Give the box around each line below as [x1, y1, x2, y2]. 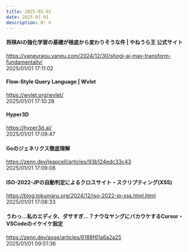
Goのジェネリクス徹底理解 [6, 145, 70, 152]
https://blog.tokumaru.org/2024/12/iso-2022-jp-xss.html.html [6, 192, 156, 199]
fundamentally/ [6, 58, 43, 66]
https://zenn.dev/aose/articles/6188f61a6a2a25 [6, 234, 122, 241]
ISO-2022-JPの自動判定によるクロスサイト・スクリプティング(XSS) [6, 178, 173, 186]
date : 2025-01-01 [6, 14, 49, 20]
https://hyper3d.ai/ [6, 124, 52, 131]
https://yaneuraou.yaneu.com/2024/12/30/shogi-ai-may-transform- [6, 52, 171, 59]
